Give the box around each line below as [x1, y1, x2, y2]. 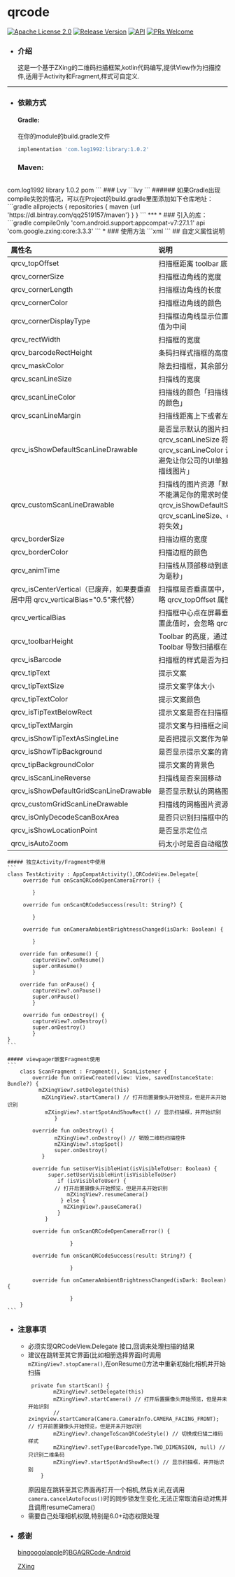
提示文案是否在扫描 [158, 708, 222, 717]
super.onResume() [32, 962, 83, 969]
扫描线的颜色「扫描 [158, 387, 222, 397]
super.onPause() [32, 993, 80, 1000]
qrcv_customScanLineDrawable [10, 500, 115, 510]
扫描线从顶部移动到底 [158, 561, 229, 570]
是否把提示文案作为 [158, 734, 222, 743]
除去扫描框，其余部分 [158, 361, 229, 371]
